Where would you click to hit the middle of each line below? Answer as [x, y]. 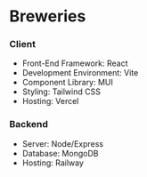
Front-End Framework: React [75, 63]
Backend [29, 125]
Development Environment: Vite [80, 73]
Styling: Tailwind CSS [61, 92]
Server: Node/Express [63, 143]
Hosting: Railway [53, 163]
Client [22, 44]
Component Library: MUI [68, 83]
